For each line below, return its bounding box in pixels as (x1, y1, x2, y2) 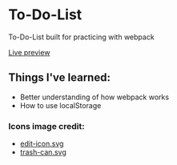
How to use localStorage (19, 100, 102, 110)
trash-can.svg (19, 147, 66, 157)
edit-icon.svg (19, 139, 64, 149)
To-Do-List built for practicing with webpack (8, 32, 155, 42)
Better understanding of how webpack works (19, 92, 170, 102)
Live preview (8, 47, 50, 57)
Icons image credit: (8, 120, 86, 131)
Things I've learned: (8, 70, 111, 85)
